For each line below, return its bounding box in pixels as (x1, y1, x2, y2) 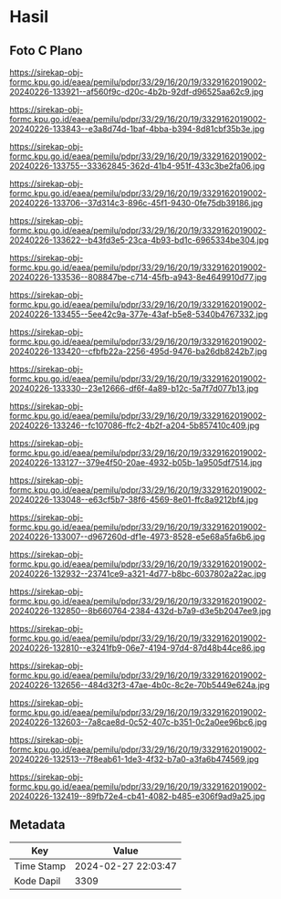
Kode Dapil (14, 874, 61, 887)
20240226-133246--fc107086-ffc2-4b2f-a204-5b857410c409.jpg (9, 420, 260, 431)
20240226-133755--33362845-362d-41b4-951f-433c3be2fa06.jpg (9, 161, 265, 171)
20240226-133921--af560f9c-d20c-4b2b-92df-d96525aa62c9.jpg (9, 87, 265, 97)
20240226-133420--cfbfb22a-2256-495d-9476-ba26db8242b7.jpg (9, 346, 267, 357)
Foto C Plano (9, 43, 83, 58)
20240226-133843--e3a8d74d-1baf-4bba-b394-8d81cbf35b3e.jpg (9, 123, 265, 134)
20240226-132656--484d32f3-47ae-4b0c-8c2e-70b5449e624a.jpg (9, 680, 270, 690)
